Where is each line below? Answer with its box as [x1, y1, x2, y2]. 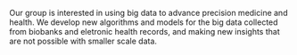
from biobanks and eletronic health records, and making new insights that [9, 27, 280, 36]
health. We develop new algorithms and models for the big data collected [9, 17, 278, 27]
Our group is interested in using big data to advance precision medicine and [9, 8, 288, 18]
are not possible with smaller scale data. [9, 35, 158, 46]
